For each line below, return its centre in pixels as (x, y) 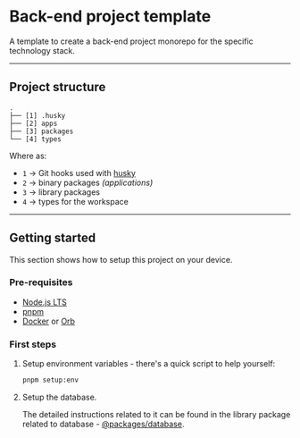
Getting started (53, 238)
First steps (33, 344)
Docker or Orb (49, 321)
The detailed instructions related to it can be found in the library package (156, 415)
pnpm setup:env (50, 380)
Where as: (28, 156)
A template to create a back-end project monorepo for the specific (132, 41)
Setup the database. (59, 397)
